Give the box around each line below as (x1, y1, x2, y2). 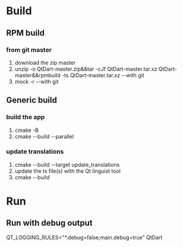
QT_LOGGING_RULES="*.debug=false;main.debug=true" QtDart (6, 233, 163, 241)
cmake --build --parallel (14, 132, 74, 140)
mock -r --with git (14, 78, 59, 85)
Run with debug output (6, 218, 93, 228)
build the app (6, 113, 45, 121)
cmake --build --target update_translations (14, 161, 120, 168)
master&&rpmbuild (14, 71, 61, 78)
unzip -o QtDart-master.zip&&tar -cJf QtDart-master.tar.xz (14, 65, 157, 72)
